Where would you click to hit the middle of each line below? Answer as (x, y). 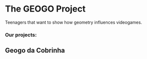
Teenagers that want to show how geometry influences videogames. (73, 22)
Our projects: (21, 35)
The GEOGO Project (45, 9)
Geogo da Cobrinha (35, 51)
